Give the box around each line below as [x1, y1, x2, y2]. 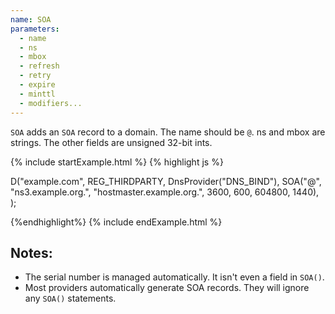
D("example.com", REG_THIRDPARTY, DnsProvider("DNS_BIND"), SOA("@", [10, 175, 322, 187]
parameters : [10, 24, 60, 34]
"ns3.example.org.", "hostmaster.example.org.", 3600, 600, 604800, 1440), [10, 186, 320, 198]
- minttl [19, 89, 56, 99]
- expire [19, 80, 56, 90]
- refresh [19, 61, 60, 71]
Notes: [10, 244, 53, 261]
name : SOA [10, 14, 52, 25]
